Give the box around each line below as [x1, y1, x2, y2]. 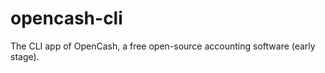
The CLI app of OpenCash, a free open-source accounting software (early [10, 40, 316, 52]
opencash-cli [10, 7, 123, 30]
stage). [10, 50, 40, 62]
